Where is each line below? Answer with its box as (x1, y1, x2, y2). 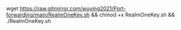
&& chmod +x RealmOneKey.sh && (91, 11, 175, 18)
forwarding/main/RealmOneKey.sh (6, 11, 90, 18)
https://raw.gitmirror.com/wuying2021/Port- (20, 5, 126, 12)
